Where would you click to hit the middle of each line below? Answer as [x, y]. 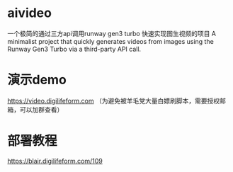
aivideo [29, 13]
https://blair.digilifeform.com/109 [55, 161]
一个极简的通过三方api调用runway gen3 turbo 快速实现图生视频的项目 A [112, 33]
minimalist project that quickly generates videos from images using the [110, 41]
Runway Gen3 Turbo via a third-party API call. [74, 49]
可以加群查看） [41, 109]
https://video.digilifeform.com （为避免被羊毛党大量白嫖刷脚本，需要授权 [114, 101]
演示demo [37, 80]
